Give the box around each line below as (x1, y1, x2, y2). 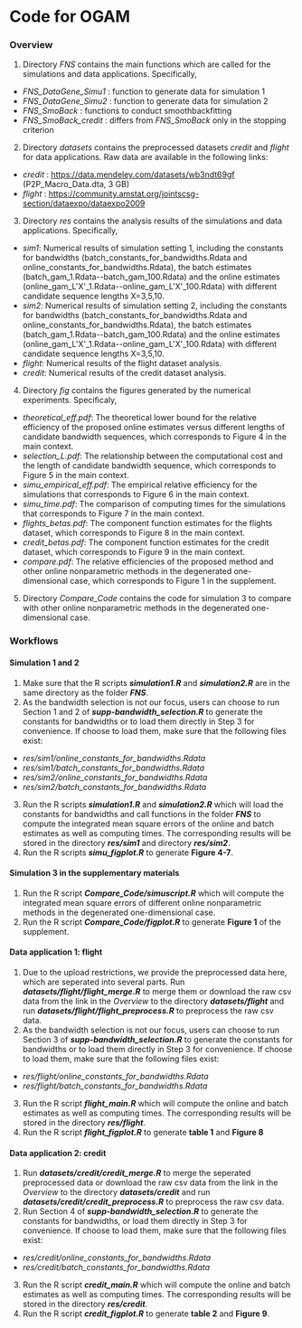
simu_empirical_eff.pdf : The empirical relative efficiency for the (22, 479, 258, 490)
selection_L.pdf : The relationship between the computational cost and (22, 450, 283, 462)
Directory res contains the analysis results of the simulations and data (22, 215, 283, 227)
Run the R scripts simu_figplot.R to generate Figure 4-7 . (22, 847, 233, 858)
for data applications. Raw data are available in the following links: (22, 152, 269, 163)
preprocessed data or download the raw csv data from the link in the (22, 1177, 278, 1188)
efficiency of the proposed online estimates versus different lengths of (22, 422, 286, 433)
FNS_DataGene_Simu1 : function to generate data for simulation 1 (22, 86, 265, 97)
